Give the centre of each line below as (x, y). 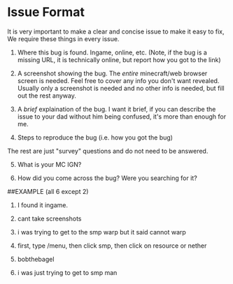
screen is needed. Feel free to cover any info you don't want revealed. (118, 80)
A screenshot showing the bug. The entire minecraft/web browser (112, 73)
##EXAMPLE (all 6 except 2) (48, 191)
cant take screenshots (49, 218)
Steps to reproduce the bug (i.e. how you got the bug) (95, 137)
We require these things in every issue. (63, 38)
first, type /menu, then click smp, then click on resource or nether (112, 246)
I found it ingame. (43, 205)
